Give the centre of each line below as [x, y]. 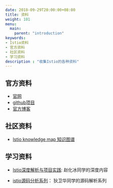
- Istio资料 [17, 43]
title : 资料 [17, 15]
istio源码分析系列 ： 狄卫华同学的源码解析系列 [60, 180]
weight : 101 [18, 19]
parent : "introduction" [39, 33]
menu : [11, 24]
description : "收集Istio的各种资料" [42, 61]
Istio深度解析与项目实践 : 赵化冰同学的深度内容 [60, 170]
